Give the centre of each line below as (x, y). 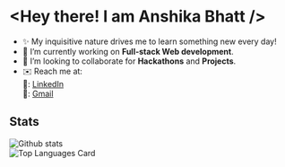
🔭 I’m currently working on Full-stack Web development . (128, 51)
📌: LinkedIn (43, 83)
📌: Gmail (38, 93)
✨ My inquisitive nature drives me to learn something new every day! (149, 41)
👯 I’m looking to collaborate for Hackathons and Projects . (129, 61)
